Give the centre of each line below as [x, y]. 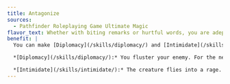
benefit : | [23, 39]
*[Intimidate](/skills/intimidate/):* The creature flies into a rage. [118, 70]
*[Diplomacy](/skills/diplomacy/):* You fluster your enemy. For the [114, 58]
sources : [20, 20]
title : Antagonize [33, 13]
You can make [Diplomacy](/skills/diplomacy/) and [87, 45]
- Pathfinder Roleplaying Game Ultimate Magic [81, 26]
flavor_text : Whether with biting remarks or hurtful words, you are [108, 32]
